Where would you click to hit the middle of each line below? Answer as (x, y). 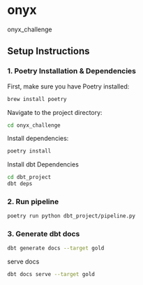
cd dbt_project (29, 177)
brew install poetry (37, 99)
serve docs (23, 262)
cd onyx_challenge (34, 125)
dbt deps (20, 184)
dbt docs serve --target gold (51, 275)
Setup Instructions (48, 51)
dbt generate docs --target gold (56, 248)
